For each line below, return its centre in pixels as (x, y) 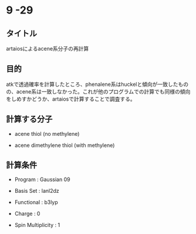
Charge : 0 (27, 214)
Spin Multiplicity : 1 (37, 225)
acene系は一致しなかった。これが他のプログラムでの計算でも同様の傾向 (103, 91)
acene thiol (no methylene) (47, 133)
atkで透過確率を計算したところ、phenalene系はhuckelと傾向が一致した (92, 84)
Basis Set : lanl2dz (37, 191)
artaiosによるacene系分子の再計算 (48, 49)
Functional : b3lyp (36, 202)
